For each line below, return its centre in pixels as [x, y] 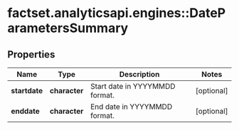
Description [139, 74]
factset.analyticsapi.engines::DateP [117, 13]
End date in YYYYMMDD [131, 107]
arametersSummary [68, 28]
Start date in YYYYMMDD [133, 86]
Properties [31, 54]
